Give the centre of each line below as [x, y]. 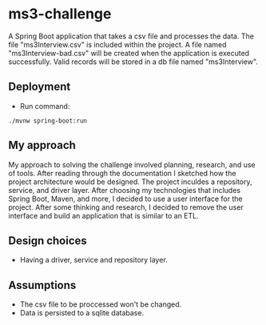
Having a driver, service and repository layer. [93, 260]
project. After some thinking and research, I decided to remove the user [126, 207]
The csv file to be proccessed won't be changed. [101, 304]
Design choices [48, 241]
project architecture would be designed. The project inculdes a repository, [131, 182]
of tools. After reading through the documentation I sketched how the [122, 173]
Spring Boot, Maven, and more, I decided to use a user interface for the [125, 199]
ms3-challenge [60, 14]
